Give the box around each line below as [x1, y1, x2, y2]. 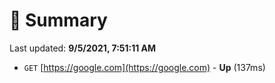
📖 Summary [9, 9, 108, 32]
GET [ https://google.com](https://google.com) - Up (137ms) [23, 61, 266, 73]
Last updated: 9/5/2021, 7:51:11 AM [9, 42, 157, 54]
